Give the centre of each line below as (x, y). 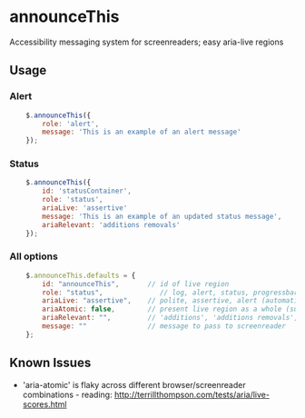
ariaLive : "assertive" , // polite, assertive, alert (150, 301)
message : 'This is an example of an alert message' (142, 132)
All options (34, 256)
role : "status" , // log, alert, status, (146, 293)
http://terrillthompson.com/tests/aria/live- (192, 394)
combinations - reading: (67, 394)
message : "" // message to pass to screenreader (164, 326)
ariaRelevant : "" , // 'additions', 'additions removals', (170, 318)
